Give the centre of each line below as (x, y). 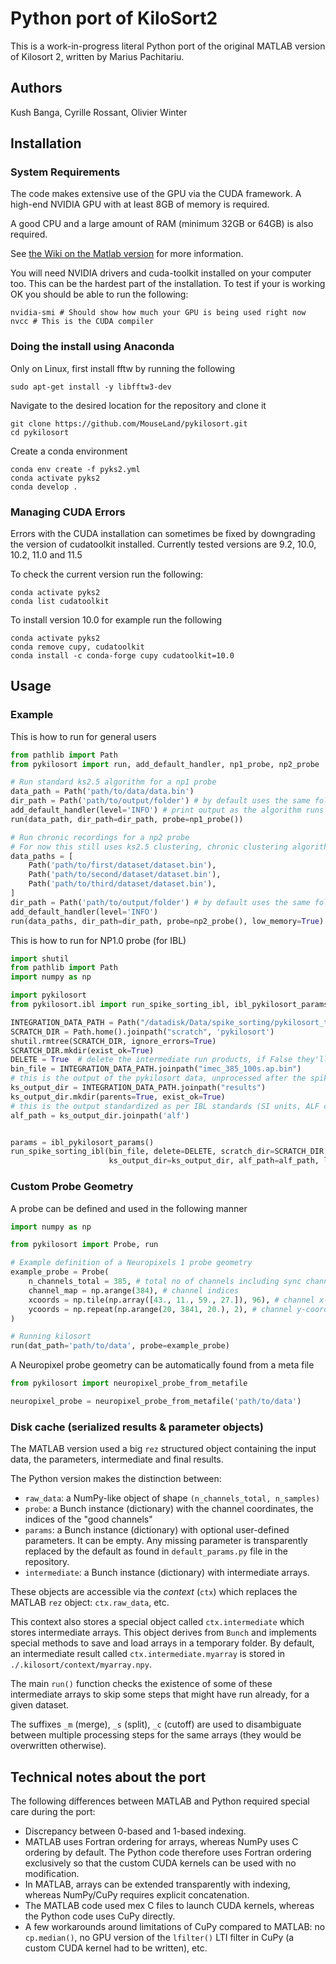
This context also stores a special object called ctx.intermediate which (157, 1622)
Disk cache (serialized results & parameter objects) (137, 1427)
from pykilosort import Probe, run (84, 1245)
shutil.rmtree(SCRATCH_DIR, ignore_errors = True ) (113, 1041)
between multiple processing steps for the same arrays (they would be (156, 1735)
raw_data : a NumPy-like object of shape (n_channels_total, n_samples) (172, 1498)
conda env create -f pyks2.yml (75, 469)
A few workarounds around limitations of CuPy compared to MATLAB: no (175, 1926)
